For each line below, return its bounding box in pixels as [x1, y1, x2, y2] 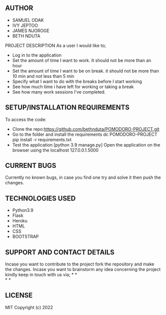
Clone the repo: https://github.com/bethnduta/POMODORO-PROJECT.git [12, 126, 160, 132]
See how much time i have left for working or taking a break [12, 84, 134, 90]
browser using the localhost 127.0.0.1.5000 [12, 147, 99, 153]
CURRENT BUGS [5, 161, 57, 170]
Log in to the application [12, 52, 62, 58]
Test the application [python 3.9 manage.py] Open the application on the [12, 142, 161, 148]
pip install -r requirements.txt [12, 136, 72, 143]
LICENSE [5, 291, 33, 300]
